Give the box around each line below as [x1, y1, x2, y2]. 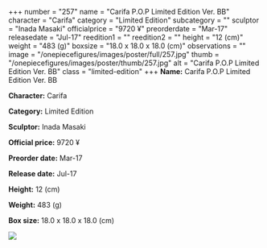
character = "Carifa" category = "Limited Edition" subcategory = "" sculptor [8, 15, 260, 25]
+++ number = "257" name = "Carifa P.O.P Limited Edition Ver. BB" [8, 7, 230, 16]
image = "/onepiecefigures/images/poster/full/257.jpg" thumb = [8, 50, 220, 59]
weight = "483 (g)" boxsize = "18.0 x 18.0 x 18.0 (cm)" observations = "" [8, 41, 247, 51]
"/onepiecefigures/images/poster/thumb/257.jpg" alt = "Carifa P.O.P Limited [8, 58, 260, 68]
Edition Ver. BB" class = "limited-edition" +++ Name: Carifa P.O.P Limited [8, 67, 251, 76]
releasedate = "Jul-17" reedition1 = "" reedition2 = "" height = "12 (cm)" [8, 32, 244, 42]
